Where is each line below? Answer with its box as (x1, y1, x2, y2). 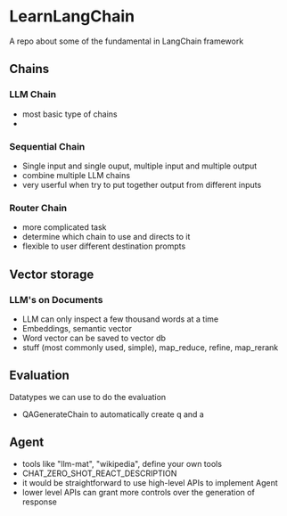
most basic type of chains (21, 109, 118, 119)
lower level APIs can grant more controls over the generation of (21, 487, 256, 497)
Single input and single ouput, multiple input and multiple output (21, 160, 258, 171)
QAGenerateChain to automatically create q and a (21, 408, 205, 420)
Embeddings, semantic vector (21, 323, 132, 333)
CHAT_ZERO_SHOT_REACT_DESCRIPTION (21, 468, 177, 479)
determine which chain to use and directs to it (21, 232, 191, 242)
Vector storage (9, 266, 94, 282)
